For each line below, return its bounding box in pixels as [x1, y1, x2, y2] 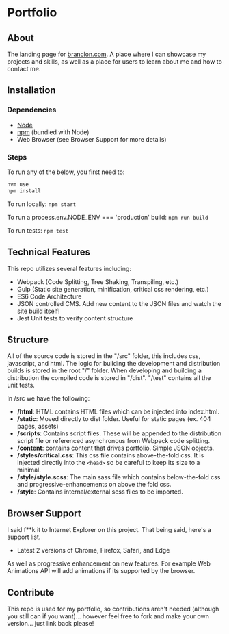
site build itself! [16, 307, 60, 315]
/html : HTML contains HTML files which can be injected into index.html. [16, 407, 220, 416]
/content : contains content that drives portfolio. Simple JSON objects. [16, 444, 215, 453]
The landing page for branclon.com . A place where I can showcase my [7, 50, 206, 58]
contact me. [7, 65, 41, 73]
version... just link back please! [7, 619, 94, 627]
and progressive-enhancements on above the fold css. [16, 481, 172, 489]
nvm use [7, 181, 29, 188]
